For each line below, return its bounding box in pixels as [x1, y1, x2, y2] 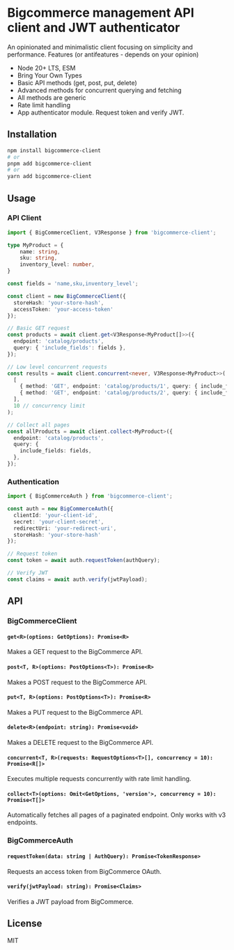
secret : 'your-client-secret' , [13, 518, 104, 525]
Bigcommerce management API [7, 5, 195, 21]
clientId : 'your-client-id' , [13, 512, 98, 519]
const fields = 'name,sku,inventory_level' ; [7, 281, 139, 288]
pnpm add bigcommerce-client [7, 160, 92, 167]
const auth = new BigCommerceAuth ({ [7, 505, 114, 512]
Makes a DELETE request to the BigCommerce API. [7, 738, 154, 746]
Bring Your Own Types [17, 71, 82, 80]
